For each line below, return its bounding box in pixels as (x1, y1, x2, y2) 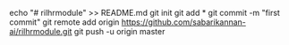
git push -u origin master (73, 26, 166, 36)
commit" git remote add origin (9, 17, 120, 27)
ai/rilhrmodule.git (9, 26, 72, 36)
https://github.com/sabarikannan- (121, 17, 246, 27)
